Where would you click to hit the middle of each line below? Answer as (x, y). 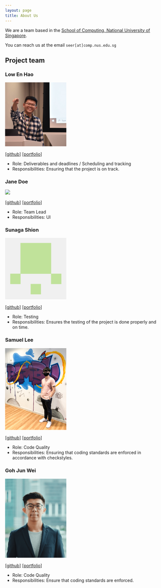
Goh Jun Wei (21, 470)
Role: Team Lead (29, 212)
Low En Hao (19, 74)
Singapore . (16, 35)
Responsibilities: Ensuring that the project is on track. (66, 169)
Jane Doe (17, 181)
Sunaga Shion (22, 230)
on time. (20, 327)
